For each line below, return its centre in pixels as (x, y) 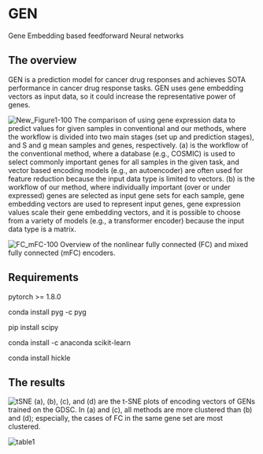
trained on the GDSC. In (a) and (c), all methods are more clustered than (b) (130, 410)
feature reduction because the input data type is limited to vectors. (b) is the (131, 178)
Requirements (43, 278)
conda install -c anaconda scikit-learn (70, 342)
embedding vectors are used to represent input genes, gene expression (124, 204)
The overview (43, 60)
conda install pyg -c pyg (47, 312)
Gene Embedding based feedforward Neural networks (96, 36)
